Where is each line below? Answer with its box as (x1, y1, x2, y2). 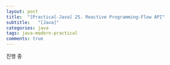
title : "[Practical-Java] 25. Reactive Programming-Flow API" (6, 14, 165, 20)
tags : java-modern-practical (6, 30, 78, 36)
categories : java (6, 25, 49, 31)
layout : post (6, 8, 38, 15)
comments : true (6, 36, 44, 42)
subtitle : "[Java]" (6, 19, 60, 25)
